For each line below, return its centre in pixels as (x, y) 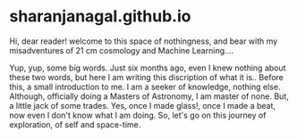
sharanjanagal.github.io (100, 16)
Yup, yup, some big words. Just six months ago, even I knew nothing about (148, 68)
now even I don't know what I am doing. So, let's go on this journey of (138, 115)
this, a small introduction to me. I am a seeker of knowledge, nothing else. (145, 86)
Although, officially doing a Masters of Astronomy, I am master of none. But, (149, 96)
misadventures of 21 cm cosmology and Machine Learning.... (122, 50)
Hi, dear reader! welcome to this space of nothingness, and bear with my (144, 41)
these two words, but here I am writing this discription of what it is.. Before (147, 77)
